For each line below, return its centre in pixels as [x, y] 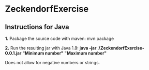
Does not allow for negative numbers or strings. [52, 62]
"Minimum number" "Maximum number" [65, 53]
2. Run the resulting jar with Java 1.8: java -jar [51, 48]
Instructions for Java [37, 27]
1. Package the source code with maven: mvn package [60, 38]
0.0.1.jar [13, 53]
